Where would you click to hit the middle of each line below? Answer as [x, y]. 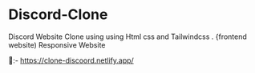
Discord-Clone [58, 15]
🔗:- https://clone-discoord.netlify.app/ [71, 60]
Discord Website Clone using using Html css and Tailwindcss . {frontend [127, 36]
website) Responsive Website [57, 44]
